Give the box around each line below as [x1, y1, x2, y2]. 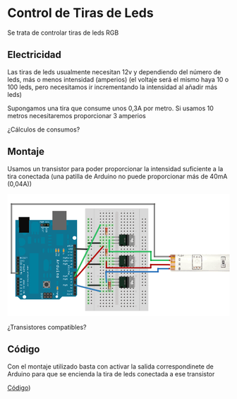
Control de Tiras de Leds [7, 5, 154, 21]
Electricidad [7, 49, 62, 61]
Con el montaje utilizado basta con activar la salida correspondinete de [7, 362, 214, 371]
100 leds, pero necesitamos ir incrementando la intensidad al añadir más [7, 83, 217, 91]
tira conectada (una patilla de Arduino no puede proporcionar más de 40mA [7, 172, 228, 180]
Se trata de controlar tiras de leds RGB [7, 28, 119, 37]
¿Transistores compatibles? [7, 323, 87, 331]
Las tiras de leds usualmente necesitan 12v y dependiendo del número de [7, 67, 221, 76]
